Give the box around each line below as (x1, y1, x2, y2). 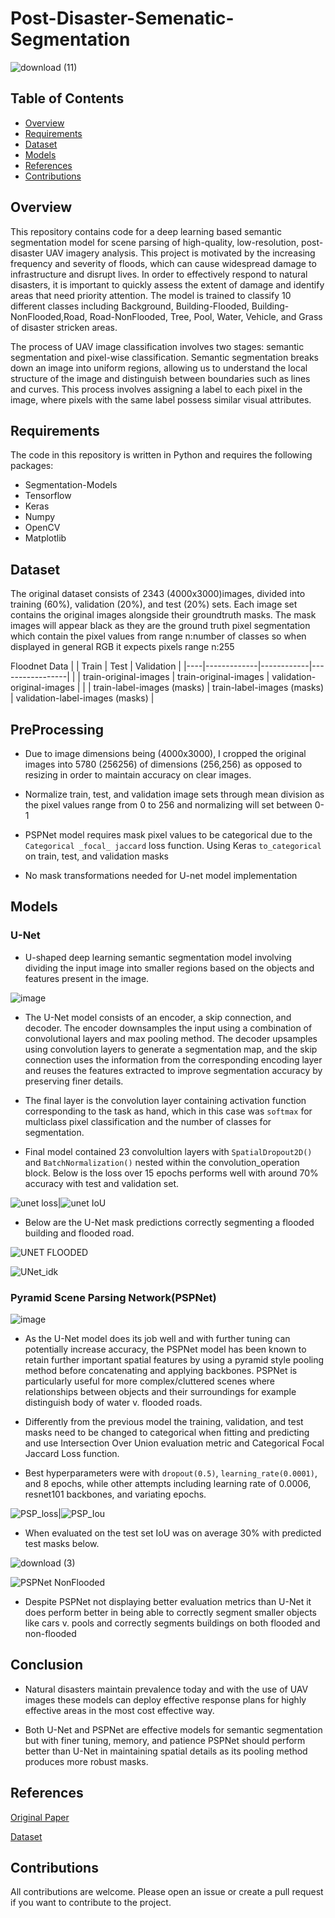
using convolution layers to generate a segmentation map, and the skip (24, 1043, 318, 1055)
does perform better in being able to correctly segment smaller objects (24, 1606, 317, 1618)
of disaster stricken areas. (10, 321, 118, 333)
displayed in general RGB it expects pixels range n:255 (10, 641, 235, 653)
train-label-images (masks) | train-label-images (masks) (93, 682, 325, 694)
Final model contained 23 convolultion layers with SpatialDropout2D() (24, 1145, 313, 1157)
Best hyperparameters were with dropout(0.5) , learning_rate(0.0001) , (24, 1467, 318, 1479)
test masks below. (24, 1537, 100, 1549)
